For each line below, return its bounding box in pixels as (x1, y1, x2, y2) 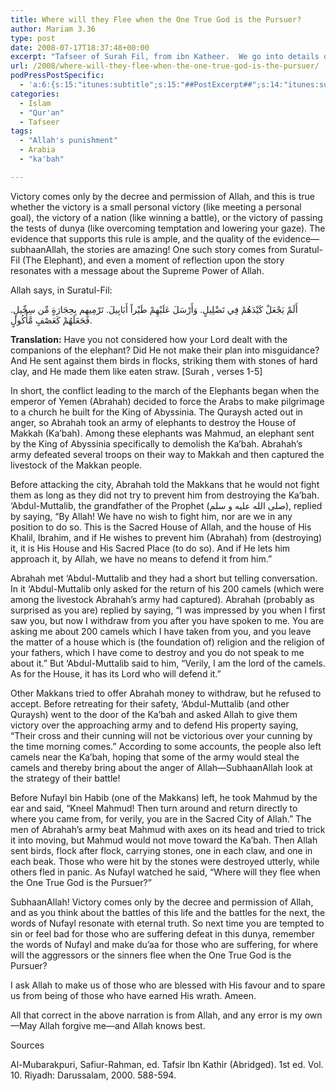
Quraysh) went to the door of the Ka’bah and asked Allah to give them (10, 708, 298, 720)
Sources (10, 1039, 45, 1051)
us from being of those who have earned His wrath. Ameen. (10, 989, 257, 1001)
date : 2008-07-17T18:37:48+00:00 (10, 42, 150, 53)
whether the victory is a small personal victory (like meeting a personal (10, 201, 302, 213)
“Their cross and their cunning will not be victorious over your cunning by (10, 729, 313, 741)
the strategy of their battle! (10, 772, 121, 784)
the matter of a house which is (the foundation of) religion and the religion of (10, 636, 325, 648)
